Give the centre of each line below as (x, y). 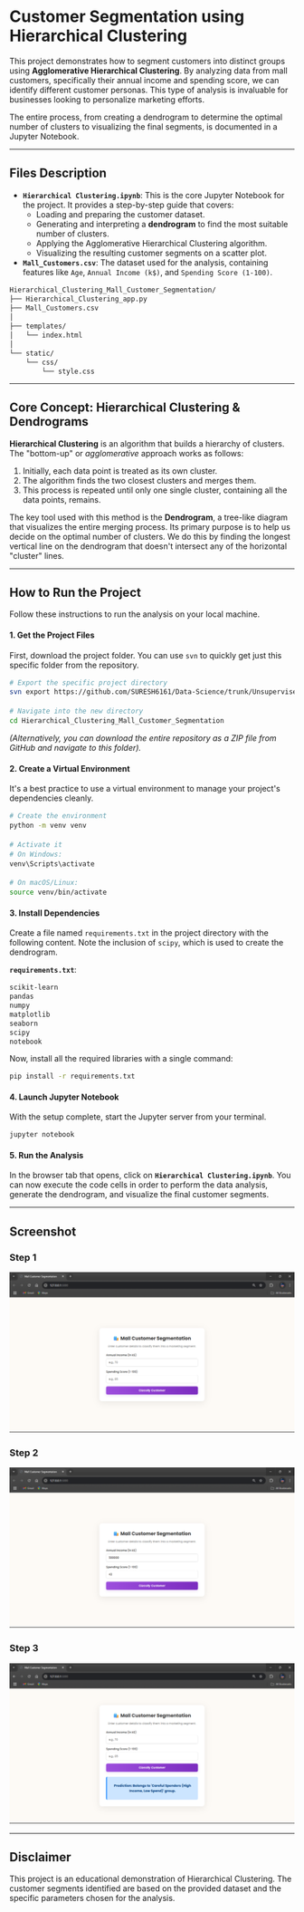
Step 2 (24, 1453)
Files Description (58, 173)
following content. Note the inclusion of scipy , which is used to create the (147, 943)
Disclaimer (40, 1857)
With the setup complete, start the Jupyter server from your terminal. (138, 1117)
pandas (22, 997)
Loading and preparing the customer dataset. (120, 214)
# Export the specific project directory (89, 682)
